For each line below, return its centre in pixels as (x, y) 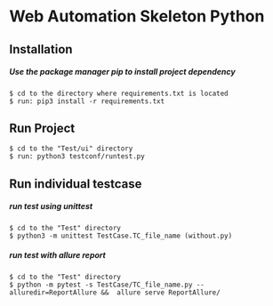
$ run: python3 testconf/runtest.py (77, 157)
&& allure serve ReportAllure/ (161, 292)
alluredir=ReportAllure (53, 292)
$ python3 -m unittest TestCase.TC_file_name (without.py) (121, 236)
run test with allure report (58, 255)
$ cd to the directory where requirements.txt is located (119, 93)
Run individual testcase (76, 184)
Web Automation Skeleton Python (137, 16)
